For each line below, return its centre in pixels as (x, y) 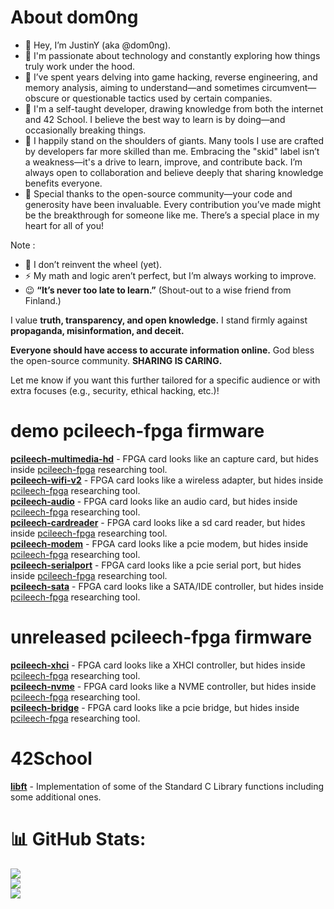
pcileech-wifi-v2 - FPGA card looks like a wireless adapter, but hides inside (167, 480)
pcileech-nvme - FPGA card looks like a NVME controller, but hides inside (163, 686)
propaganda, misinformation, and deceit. (97, 330)
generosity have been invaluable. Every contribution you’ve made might (173, 204)
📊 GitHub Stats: (78, 838)
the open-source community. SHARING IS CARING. (116, 360)
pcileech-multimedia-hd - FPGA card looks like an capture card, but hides (164, 458)
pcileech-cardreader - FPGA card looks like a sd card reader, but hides (158, 522)
